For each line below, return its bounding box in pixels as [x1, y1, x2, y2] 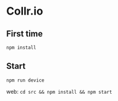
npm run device [6, 77, 45, 83]
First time [6, 29, 44, 39]
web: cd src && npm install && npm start [6, 88, 113, 95]
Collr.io [6, 4, 44, 18]
